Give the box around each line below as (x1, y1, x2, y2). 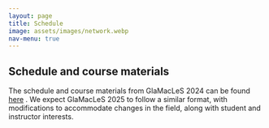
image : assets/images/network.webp (8, 27, 129, 35)
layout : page (8, 11, 53, 20)
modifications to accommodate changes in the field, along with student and (8, 103, 262, 113)
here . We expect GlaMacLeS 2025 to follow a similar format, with (8, 95, 228, 105)
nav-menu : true (8, 34, 60, 43)
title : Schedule (8, 19, 63, 28)
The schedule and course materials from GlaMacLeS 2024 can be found (8, 86, 250, 96)
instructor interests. (8, 112, 74, 122)
